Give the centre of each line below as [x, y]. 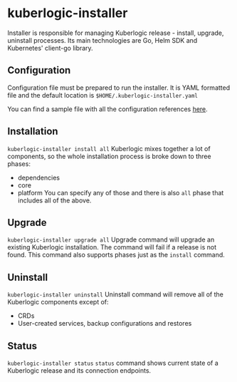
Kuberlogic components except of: [58, 302]
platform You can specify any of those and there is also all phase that [121, 192]
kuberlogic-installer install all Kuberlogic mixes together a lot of [109, 148]
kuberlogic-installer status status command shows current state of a [113, 363]
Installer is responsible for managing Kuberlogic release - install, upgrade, [116, 33]
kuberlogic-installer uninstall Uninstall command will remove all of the [116, 294]
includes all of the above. [54, 200]
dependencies [39, 177]
